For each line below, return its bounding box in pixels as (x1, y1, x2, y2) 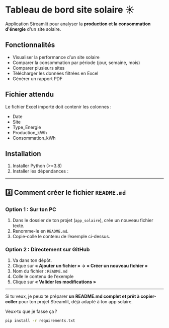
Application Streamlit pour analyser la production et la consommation (5, 21, 151, 27)
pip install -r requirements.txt (5, 318, 75, 323)
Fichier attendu (5, 90, 54, 99)
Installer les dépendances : (12, 168, 69, 174)
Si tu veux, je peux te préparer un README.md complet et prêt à (5, 293, 140, 299)
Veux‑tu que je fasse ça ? (5, 308, 57, 314)
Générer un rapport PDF (12, 75, 63, 82)
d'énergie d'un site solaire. (5, 26, 61, 32)
